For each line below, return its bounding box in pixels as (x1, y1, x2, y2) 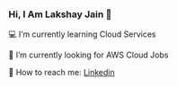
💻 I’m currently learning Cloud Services (8, 29, 156, 39)
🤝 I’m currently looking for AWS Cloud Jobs (8, 49, 169, 61)
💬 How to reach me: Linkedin (8, 67, 115, 78)
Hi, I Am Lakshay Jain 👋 (8, 8, 112, 21)
